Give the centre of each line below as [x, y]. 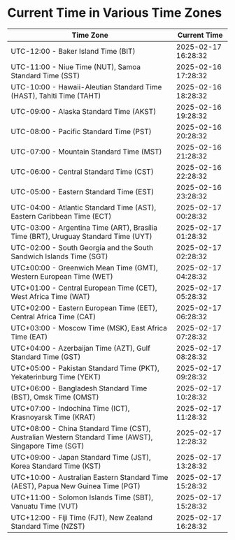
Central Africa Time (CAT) [54, 316]
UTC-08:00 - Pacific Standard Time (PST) [81, 131]
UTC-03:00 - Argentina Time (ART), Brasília [84, 227]
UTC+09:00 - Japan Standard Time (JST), [81, 457]
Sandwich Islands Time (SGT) [59, 256]
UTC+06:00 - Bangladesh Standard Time [79, 388]
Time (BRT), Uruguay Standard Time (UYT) [81, 236]
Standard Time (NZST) [48, 526]
